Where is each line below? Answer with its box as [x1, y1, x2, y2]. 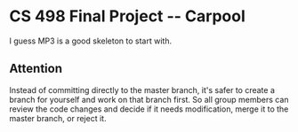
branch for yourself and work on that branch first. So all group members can [9, 94, 289, 105]
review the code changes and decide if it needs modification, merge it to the [9, 104, 289, 114]
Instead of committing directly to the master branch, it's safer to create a [9, 84, 276, 95]
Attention [9, 61, 62, 76]
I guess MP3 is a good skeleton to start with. [9, 35, 172, 46]
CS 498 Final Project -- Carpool [9, 6, 246, 27]
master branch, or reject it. [9, 113, 107, 123]
